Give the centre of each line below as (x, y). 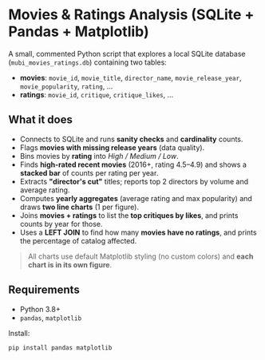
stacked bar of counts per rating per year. (89, 172)
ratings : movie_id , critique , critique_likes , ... (97, 94)
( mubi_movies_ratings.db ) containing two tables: (88, 62)
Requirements (44, 290)
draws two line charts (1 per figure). (79, 207)
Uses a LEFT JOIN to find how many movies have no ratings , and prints (138, 232)
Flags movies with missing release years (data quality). (112, 147)
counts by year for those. (61, 224)
